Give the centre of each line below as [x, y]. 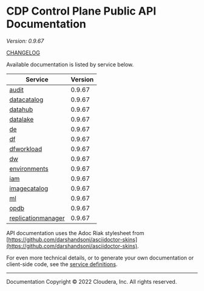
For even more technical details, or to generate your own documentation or [100, 258]
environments [29, 168]
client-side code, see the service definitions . [62, 264]
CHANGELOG [23, 52]
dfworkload [26, 149]
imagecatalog [29, 188]
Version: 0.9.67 [25, 41]
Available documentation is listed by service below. [70, 64]
